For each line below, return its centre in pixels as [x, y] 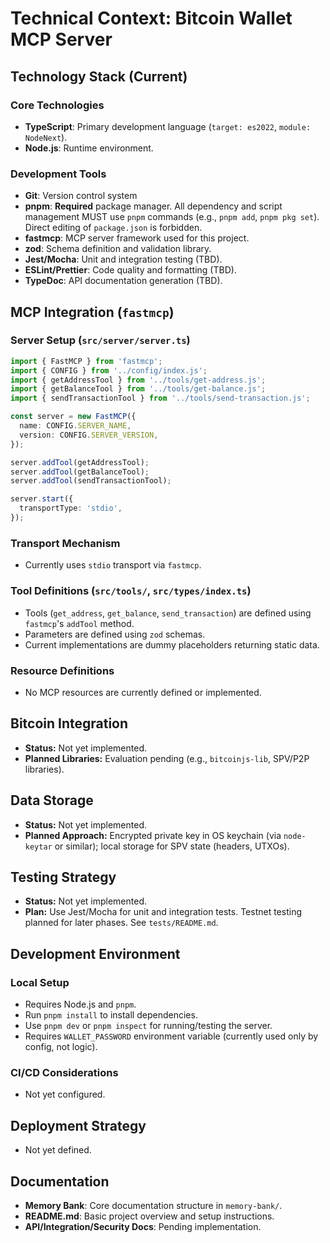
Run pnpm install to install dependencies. [111, 1015]
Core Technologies [57, 105]
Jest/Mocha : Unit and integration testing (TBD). [123, 259]
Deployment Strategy [78, 1125]
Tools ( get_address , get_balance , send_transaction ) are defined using [168, 613]
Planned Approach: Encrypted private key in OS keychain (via [153, 835]
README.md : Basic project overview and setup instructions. [149, 1216]
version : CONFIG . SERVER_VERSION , [89, 435]
